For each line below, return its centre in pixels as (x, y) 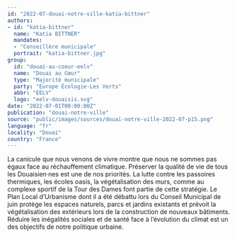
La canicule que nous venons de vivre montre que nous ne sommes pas (112, 159)
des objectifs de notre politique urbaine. (65, 227)
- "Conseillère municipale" (55, 47)
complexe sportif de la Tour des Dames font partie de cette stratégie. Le (112, 189)
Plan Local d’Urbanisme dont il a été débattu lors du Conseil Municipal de (114, 197)
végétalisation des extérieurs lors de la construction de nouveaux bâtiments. (119, 212)
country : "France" (34, 139)
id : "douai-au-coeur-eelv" (53, 67)
